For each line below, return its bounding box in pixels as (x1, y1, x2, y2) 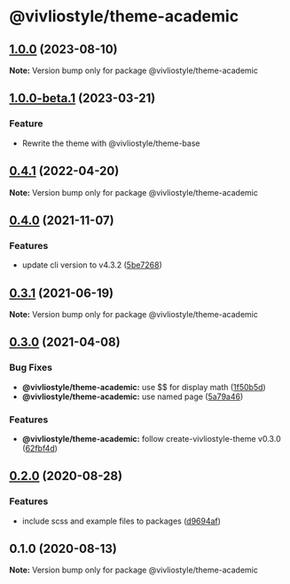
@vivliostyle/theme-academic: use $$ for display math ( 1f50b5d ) (21, 381, 266, 392)
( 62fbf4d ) (21, 443, 58, 453)
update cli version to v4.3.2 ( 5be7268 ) (21, 260, 162, 270)
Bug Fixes (9, 362, 53, 374)
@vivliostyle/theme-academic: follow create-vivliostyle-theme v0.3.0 (21, 433, 281, 444)
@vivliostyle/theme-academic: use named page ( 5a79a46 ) (21, 391, 244, 402)
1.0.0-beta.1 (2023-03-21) (9, 91, 156, 106)
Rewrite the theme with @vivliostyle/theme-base (21, 138, 200, 148)
